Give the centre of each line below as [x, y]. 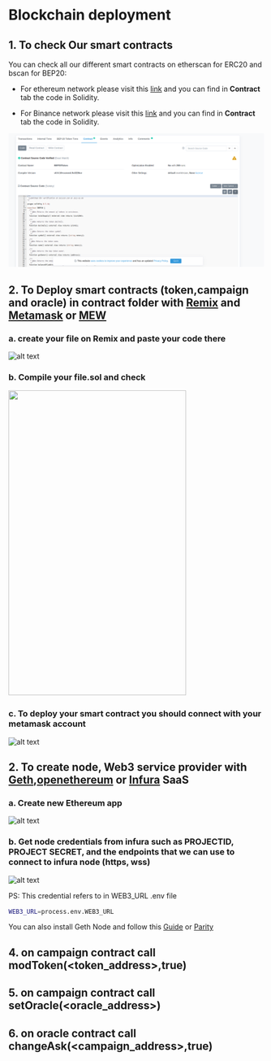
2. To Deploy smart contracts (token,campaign [129, 290]
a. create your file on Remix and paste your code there [117, 338]
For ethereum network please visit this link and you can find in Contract [140, 89]
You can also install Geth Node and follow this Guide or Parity [111, 927]
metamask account [47, 724]
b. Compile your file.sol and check [77, 377]
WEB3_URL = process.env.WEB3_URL [61, 911]
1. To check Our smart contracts [90, 45]
